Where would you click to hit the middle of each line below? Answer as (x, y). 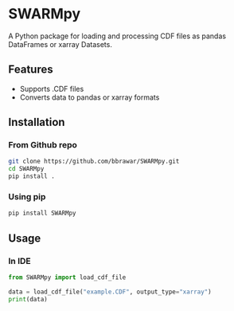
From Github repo (43, 145)
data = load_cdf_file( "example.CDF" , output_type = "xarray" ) (110, 292)
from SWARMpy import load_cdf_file (67, 277)
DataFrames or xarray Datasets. (60, 44)
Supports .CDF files (52, 89)
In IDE (19, 261)
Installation (37, 122)
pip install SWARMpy (43, 213)
